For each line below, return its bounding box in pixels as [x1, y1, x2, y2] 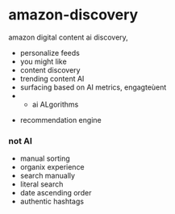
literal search [19, 179, 64, 189]
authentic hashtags [19, 196, 85, 207]
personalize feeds [19, 48, 81, 57]
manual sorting [19, 153, 70, 163]
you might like [19, 57, 67, 66]
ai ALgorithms [31, 99, 79, 109]
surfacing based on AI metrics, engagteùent [19, 82, 167, 92]
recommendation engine [19, 115, 102, 124]
